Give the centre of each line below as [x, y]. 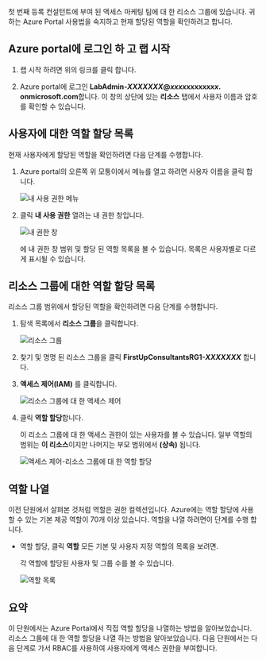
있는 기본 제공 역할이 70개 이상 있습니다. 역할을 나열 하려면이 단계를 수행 [137, 519]
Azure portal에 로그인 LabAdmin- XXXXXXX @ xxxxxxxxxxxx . [120, 87]
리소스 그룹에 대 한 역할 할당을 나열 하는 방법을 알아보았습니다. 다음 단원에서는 [129, 639]
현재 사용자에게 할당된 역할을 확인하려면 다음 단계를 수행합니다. [106, 154]
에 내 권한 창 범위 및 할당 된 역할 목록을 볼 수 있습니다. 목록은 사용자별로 [131, 249]
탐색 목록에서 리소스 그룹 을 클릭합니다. [79, 323]
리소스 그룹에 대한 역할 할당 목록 [82, 286]
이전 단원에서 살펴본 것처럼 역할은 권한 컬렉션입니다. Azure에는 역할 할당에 [124, 510]
